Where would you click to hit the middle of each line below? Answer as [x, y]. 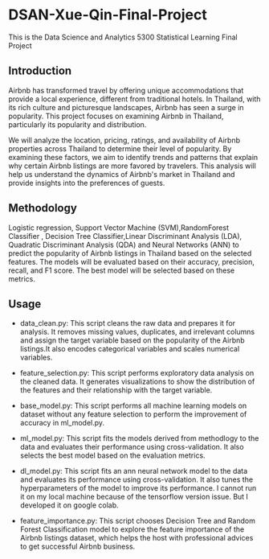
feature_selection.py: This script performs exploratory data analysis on [137, 373]
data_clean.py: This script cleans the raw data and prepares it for [127, 323]
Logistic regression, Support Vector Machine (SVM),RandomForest [118, 228]
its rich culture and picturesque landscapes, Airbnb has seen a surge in [126, 107]
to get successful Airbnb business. [77, 547]
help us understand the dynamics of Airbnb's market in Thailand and [122, 174]
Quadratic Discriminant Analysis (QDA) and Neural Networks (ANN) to [124, 245]
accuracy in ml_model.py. [62, 423]
